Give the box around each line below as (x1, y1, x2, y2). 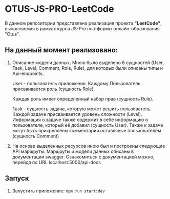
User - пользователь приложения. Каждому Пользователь (12, 80, 141, 86)
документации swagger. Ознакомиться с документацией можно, (12, 153, 155, 160)
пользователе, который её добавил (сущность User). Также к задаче (12, 122, 163, 128)
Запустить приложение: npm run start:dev (12, 188, 105, 194)
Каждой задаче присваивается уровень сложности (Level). (12, 111, 143, 117)
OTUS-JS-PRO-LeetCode (5, 3, 114, 15)
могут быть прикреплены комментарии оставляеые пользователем (12, 127, 162, 133)
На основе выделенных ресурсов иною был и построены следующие (12, 143, 165, 149)
